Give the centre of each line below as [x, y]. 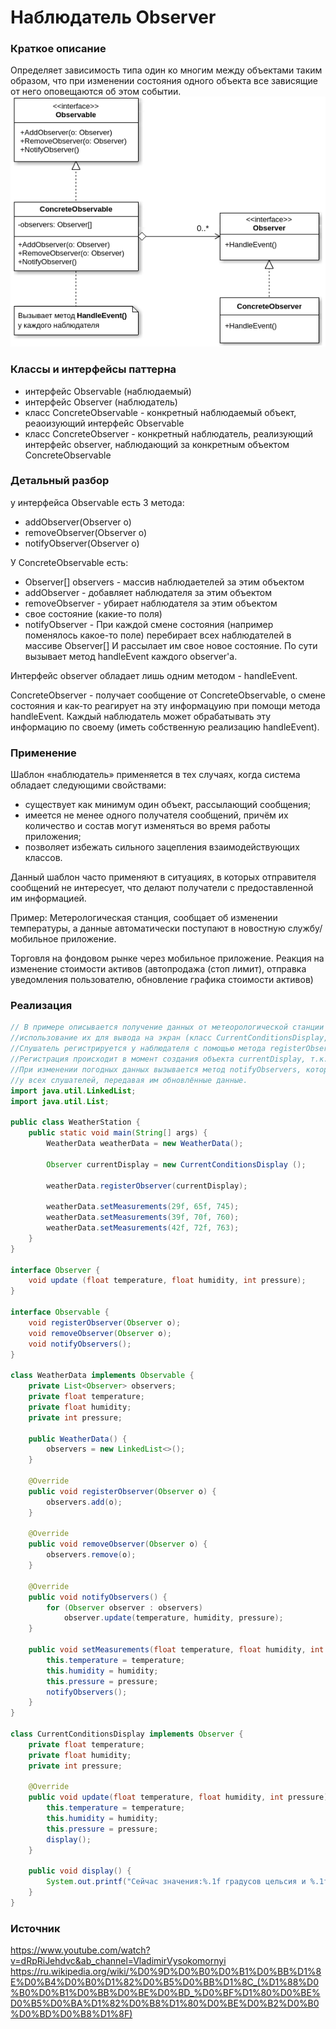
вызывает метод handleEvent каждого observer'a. [131, 656]
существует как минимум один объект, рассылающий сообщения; [168, 805]
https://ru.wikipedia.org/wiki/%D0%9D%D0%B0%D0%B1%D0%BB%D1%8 [166, 1972]
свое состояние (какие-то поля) [93, 613]
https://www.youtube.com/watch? [80, 1950]
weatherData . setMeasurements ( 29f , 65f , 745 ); [143, 1207]
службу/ [305, 928]
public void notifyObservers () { [98, 1597]
